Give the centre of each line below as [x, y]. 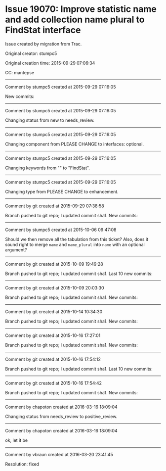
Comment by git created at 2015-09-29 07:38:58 [55, 206]
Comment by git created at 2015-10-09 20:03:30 [55, 287]
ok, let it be [17, 440]
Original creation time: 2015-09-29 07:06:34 [50, 63]
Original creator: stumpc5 [31, 53]
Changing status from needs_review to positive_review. [61, 416]
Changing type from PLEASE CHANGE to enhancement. [62, 191]
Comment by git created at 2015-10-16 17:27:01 [53, 335]
